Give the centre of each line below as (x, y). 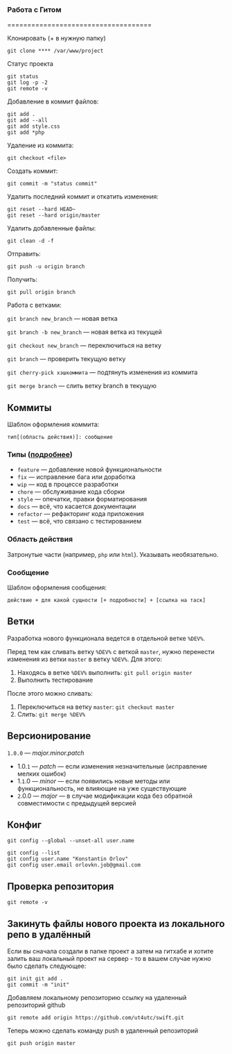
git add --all (28, 120)
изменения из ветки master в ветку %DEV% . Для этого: (85, 659)
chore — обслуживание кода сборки (71, 492)
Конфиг (25, 825)
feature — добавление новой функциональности (89, 469)
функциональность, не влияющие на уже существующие (102, 788)
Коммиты (29, 408)
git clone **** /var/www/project (55, 51)
